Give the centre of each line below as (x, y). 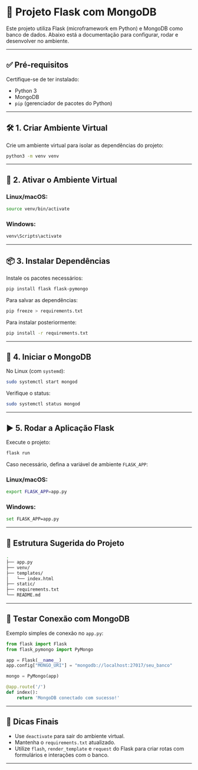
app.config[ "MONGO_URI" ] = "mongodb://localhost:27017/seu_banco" (89, 666)
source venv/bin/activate (38, 209)
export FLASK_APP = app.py (37, 492)
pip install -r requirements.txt (47, 333)
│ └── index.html (30, 579)
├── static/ (21, 584)
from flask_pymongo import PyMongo (50, 649)
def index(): (22, 693)
